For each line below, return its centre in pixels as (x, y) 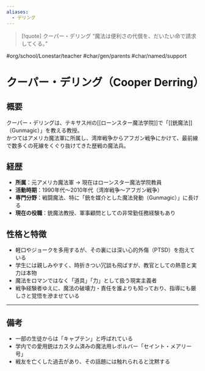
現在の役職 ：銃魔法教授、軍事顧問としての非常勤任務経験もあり (95, 213)
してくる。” (34, 43)
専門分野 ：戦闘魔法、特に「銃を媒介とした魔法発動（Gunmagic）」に (101, 198)
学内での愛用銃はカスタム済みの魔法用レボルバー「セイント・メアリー (103, 346)
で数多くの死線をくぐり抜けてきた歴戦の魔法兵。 (68, 145)
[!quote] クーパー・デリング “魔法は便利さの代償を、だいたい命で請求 (109, 36)
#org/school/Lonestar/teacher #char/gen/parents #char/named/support (97, 56)
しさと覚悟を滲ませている (47, 296)
